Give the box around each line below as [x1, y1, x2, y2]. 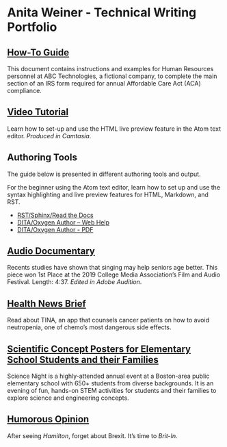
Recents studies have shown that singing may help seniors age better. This [7, 264, 218, 272]
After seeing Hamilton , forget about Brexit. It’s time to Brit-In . [7, 431, 178, 439]
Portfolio [7, 19, 57, 35]
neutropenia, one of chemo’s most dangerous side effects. [7, 323, 172, 331]
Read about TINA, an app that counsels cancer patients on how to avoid [7, 316, 210, 324]
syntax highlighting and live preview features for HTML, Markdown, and [7, 190, 209, 199]
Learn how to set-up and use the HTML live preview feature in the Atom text [7, 125, 221, 133]
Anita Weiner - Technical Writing [7, 5, 197, 21]
